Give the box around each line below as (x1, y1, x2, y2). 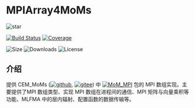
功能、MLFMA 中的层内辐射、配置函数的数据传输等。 (6, 95, 135, 103)
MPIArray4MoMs (6, 4, 92, 17)
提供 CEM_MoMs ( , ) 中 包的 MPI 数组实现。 (6, 80, 182, 88)
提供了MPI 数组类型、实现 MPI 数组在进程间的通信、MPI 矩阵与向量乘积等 (11, 88, 189, 95)
